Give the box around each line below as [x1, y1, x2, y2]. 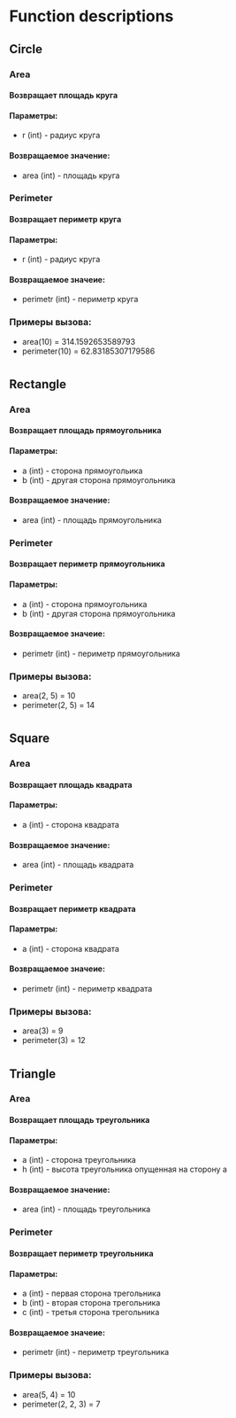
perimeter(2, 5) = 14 [21, 700, 95, 711]
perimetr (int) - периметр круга [21, 294, 139, 305]
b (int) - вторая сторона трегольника [21, 1297, 161, 1308]
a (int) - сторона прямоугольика [21, 465, 143, 476]
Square [9, 731, 50, 746]
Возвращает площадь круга [9, 90, 118, 101]
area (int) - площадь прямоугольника [21, 514, 162, 525]
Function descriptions [9, 6, 174, 27]
